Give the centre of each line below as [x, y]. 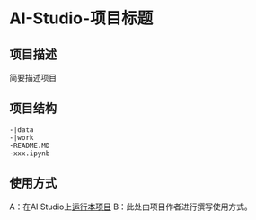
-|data [22, 130]
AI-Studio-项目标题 [81, 18]
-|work [22, 137]
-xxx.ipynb [30, 154]
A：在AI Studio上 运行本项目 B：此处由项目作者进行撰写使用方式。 [131, 207]
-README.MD [30, 145]
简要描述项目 [33, 78]
